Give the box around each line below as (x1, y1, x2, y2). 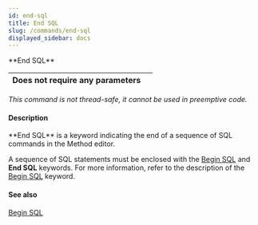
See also (8, 190, 38, 199)
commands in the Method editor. (8, 139, 116, 148)
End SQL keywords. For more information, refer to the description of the (8, 163, 245, 172)
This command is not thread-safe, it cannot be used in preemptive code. (8, 95, 248, 105)
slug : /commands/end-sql (8, 26, 91, 34)
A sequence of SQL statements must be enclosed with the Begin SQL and (8, 155, 251, 164)
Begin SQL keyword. (8, 172, 76, 181)
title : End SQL (8, 19, 59, 27)
